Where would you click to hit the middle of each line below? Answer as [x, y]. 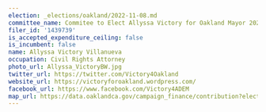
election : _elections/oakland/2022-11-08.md [83, 15]
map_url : [23, 96]
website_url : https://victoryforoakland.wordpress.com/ [102, 81]
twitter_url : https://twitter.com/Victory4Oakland [93, 74]
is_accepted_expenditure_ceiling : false [76, 37]
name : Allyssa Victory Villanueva [65, 52]
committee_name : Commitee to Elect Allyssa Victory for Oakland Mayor [127, 23]
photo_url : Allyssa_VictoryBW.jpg [65, 67]
